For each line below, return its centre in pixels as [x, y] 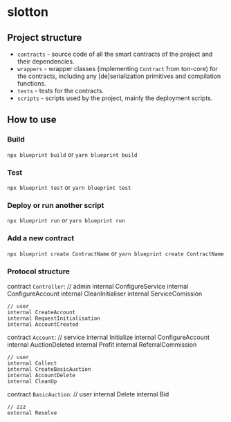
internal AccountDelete [41, 375]
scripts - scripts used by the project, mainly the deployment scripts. [115, 98]
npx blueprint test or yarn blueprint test [69, 187]
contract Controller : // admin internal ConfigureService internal [98, 286]
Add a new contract [41, 238]
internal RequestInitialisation [54, 318]
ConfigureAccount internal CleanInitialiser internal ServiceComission [105, 294]
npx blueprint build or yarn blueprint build [72, 154]
